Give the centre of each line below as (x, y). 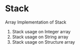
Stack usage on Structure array (43, 42)
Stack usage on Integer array (41, 31)
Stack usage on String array (40, 37)
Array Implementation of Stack (36, 22)
